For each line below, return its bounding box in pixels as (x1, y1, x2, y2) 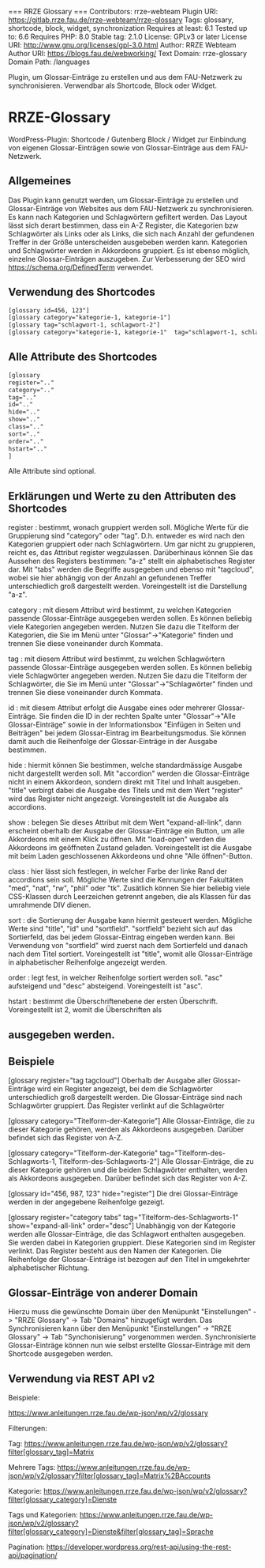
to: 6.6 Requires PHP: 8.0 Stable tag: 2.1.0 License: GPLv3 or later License (8, 32, 248, 41)
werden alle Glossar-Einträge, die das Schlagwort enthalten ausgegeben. (8, 1230, 246, 1239)
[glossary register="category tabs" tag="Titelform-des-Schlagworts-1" (8, 1213, 239, 1222)
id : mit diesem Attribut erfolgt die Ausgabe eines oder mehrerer (8, 703, 216, 712)
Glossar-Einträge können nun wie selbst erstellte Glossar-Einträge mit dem (8, 1340, 251, 1351)
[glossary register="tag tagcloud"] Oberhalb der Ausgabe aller (8, 1075, 211, 1086)
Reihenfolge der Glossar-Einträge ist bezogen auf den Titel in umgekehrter (8, 1255, 251, 1264)
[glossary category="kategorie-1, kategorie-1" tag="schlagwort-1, (8, 328, 238, 337)
